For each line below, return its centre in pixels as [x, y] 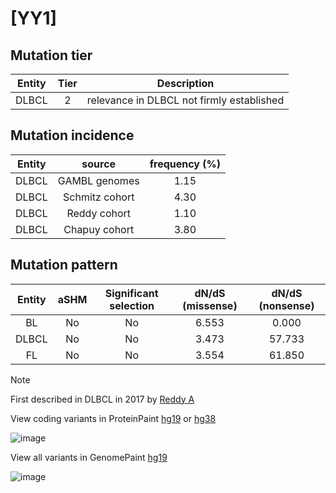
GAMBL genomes [98, 180]
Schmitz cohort [99, 197]
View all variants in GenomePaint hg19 [89, 457]
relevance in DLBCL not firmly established [185, 100]
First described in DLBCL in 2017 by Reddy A [102, 399]
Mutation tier [51, 55]
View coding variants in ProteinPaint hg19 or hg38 [113, 418]
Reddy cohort [99, 213]
